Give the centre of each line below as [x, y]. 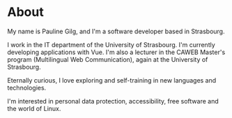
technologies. [27, 87]
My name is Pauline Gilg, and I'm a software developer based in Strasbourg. [116, 31]
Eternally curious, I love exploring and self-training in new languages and [112, 80]
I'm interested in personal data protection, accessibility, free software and [113, 101]
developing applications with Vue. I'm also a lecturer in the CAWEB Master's [116, 52]
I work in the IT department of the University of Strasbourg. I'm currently [111, 44]
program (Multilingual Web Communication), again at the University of [108, 59]
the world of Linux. [34, 108]
